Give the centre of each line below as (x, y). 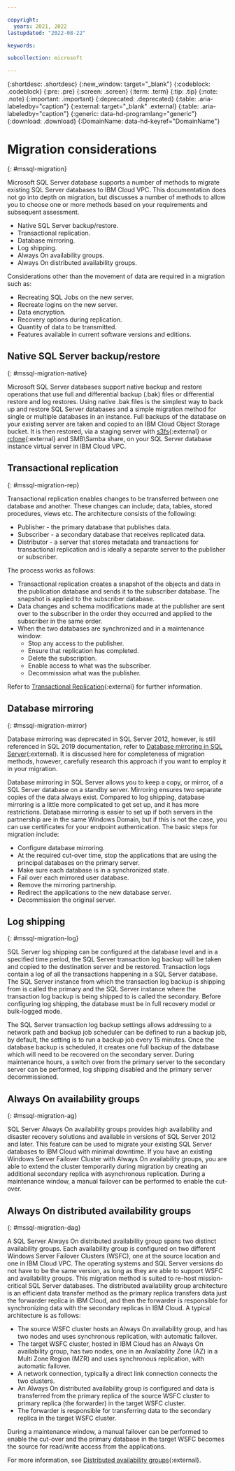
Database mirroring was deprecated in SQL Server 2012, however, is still (111, 739)
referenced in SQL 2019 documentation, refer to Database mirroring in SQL (115, 746)
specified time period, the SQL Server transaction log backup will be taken (114, 959)
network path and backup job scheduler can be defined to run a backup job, (117, 1033)
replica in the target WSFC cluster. (67, 1418)
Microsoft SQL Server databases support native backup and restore (105, 387)
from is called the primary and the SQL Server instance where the (102, 989)
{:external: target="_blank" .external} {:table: (135, 106)
